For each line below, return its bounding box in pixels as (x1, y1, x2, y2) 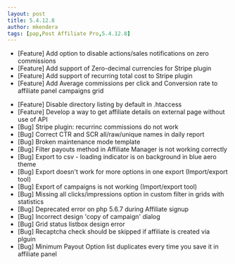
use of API (17, 115, 48, 124)
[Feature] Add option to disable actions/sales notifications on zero (17, 49, 210, 58)
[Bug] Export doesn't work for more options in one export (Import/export (17, 168, 228, 176)
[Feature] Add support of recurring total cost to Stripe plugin (17, 72, 193, 80)
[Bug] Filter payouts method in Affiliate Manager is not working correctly (17, 145, 227, 153)
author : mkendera (7, 23, 58, 30)
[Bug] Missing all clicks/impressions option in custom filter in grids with (17, 190, 224, 199)
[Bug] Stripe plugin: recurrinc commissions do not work (17, 122, 179, 131)
